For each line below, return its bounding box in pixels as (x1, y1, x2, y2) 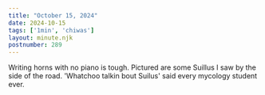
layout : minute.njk (8, 33, 73, 42)
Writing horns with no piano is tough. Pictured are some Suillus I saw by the (8, 63, 257, 72)
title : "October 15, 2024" (8, 11, 98, 20)
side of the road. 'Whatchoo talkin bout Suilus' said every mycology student (8, 71, 258, 81)
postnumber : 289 (8, 41, 62, 49)
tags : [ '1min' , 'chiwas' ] (8, 26, 94, 34)
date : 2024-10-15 (8, 19, 66, 27)
